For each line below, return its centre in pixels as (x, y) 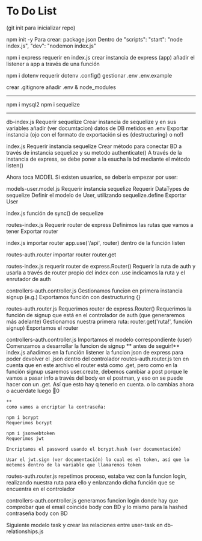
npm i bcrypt (23, 417)
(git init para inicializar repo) (41, 28)
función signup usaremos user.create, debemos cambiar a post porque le (97, 371)
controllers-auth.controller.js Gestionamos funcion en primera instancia (95, 291)
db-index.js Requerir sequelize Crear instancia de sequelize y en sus (91, 122)
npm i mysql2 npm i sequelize (43, 104)
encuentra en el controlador (41, 489)
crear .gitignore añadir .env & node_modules (61, 87)
